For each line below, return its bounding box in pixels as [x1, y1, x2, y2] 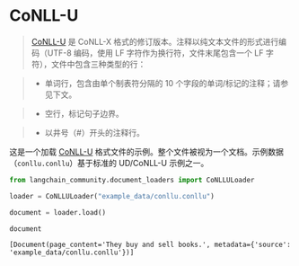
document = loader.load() [9, 208, 106, 217]
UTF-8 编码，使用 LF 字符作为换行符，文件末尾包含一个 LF [47, 47, 264, 58]
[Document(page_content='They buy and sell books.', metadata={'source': [9, 240, 292, 250]
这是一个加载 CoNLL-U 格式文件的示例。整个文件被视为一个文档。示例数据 [9, 146, 285, 157]
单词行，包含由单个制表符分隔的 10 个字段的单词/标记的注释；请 [44, 77, 281, 88]
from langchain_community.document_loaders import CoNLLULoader [9, 175, 255, 184]
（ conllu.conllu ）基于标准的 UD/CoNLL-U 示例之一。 [9, 157, 209, 168]
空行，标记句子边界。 [44, 108, 124, 119]
